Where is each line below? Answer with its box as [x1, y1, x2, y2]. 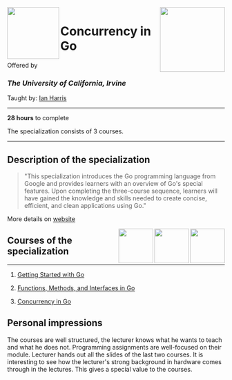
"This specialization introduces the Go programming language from [23, 172, 216, 180]
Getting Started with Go [17, 270, 85, 278]
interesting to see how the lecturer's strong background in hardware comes [7, 357, 222, 365]
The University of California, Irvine [7, 78, 126, 88]
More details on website [7, 215, 76, 223]
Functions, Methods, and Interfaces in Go [17, 283, 135, 292]
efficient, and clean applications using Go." [23, 202, 146, 210]
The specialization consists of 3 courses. [7, 127, 124, 135]
